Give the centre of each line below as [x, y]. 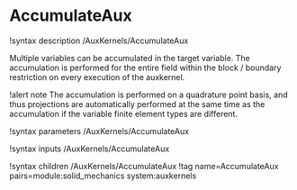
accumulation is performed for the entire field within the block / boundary [145, 68]
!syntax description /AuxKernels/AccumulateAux [99, 41]
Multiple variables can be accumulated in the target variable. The [130, 58]
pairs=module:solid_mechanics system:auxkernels [103, 176]
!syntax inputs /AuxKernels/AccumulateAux [90, 149]
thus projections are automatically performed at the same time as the [137, 104]
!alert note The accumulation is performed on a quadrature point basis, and [148, 95]
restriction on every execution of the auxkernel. [97, 77]
